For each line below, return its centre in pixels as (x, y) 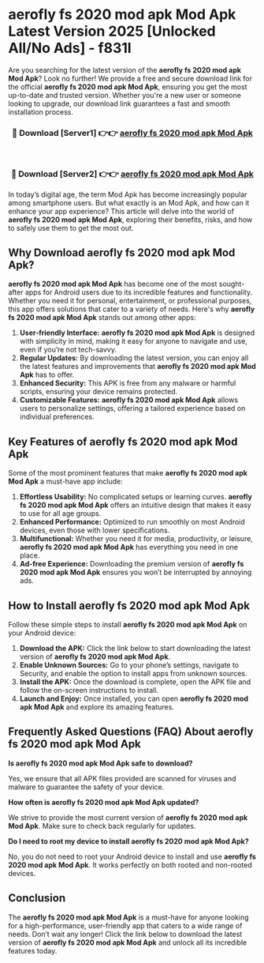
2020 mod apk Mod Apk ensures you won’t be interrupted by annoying (136, 572)
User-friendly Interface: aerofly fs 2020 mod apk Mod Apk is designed (137, 333)
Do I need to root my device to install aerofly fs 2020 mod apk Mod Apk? (129, 841)
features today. (33, 950)
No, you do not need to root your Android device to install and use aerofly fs (132, 856)
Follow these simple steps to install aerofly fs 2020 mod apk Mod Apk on (128, 624)
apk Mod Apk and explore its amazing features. (97, 707)
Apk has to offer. (47, 375)
